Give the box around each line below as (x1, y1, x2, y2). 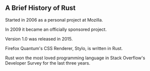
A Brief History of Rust (5, 4, 76, 12)
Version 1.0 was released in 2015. (5, 36, 73, 42)
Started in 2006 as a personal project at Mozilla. (5, 17, 103, 23)
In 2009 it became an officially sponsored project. (5, 26, 107, 32)
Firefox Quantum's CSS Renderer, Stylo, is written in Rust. (5, 45, 123, 51)
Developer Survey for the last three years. (5, 60, 91, 66)
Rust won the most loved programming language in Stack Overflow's (5, 55, 146, 61)
